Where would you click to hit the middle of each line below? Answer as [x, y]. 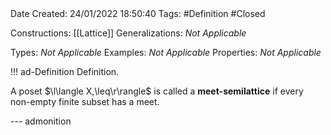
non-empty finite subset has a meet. [85, 101]
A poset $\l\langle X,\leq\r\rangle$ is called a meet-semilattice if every [157, 91]
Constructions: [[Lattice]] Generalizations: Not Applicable [128, 33]
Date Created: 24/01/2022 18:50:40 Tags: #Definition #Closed [138, 13]
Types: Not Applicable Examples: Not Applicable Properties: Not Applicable [166, 52]
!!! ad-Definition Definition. [65, 71]
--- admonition [41, 121]
